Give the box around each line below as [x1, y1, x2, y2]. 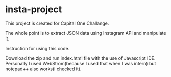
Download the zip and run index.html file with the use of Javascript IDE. [5, 55, 156, 61]
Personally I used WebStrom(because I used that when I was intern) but [5, 60, 156, 66]
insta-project [5, 4, 62, 15]
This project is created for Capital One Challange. [5, 20, 109, 26]
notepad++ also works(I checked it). [5, 66, 82, 72]
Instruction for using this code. [5, 45, 70, 51]
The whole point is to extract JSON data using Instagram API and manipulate [5, 30, 166, 36]
